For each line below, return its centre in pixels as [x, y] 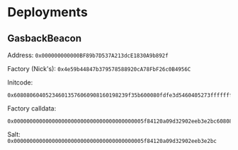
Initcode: [20, 82]
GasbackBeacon [44, 38]
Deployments [48, 12]
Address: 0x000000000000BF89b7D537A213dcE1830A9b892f [88, 55]
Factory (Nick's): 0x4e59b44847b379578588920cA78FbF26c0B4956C [99, 69]
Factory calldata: [32, 108]
